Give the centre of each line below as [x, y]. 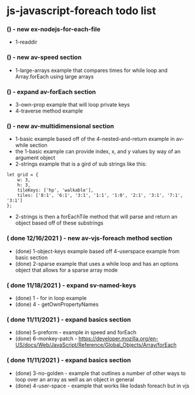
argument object [35, 158]
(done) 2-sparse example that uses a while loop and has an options [97, 264]
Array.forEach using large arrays [54, 76]
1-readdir [26, 42]
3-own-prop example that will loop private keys [72, 105]
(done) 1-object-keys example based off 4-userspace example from [97, 251]
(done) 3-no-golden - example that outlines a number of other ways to [100, 373]
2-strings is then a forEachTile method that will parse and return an [96, 217]
